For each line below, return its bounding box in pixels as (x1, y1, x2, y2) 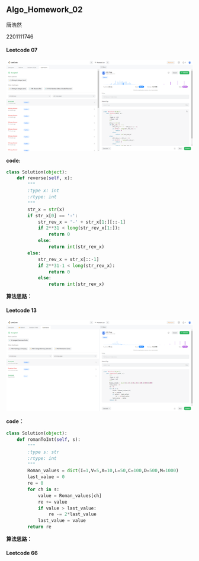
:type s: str (27, 449, 60, 455)
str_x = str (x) (27, 207, 65, 212)
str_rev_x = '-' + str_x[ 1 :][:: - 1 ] (37, 219, 126, 225)
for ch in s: (27, 486, 60, 492)
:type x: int (27, 188, 60, 194)
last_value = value (37, 518, 86, 524)
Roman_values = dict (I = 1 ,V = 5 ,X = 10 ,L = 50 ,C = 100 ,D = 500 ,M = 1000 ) (27, 468, 179, 474)
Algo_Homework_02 (6, 5, 83, 15)
